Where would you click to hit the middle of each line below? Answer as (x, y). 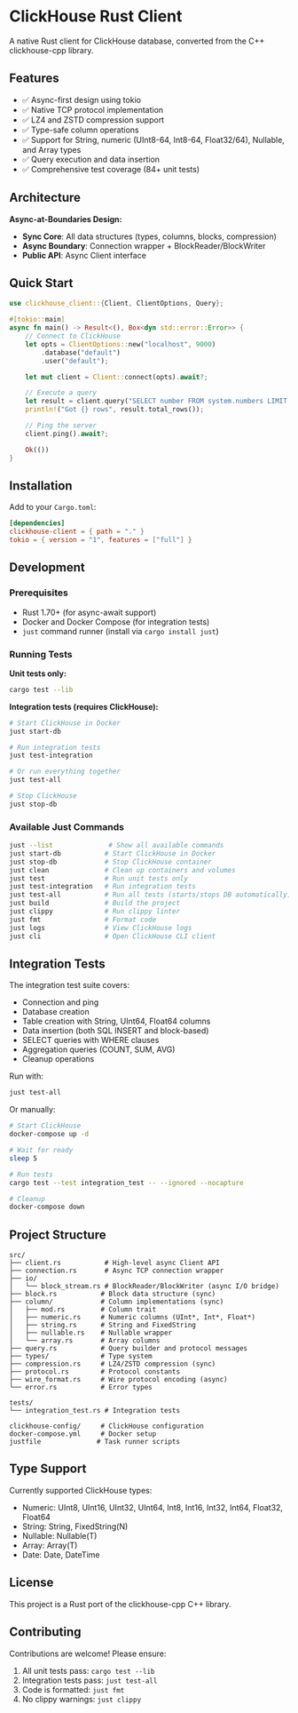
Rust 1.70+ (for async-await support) (89, 612)
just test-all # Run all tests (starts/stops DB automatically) (150, 895)
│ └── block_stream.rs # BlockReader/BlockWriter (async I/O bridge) (144, 1287)
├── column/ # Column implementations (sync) (117, 1302)
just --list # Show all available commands (117, 846)
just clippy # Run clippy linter (94, 912)
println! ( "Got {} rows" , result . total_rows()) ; (114, 410)
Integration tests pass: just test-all (90, 1680)
